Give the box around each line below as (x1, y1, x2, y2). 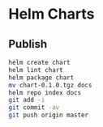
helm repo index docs (8, 88, 82, 97)
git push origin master (8, 111, 89, 120)
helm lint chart (8, 66, 63, 74)
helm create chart (8, 58, 71, 66)
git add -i (8, 96, 45, 104)
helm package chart (8, 74, 75, 82)
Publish (8, 37, 48, 51)
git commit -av (8, 104, 60, 112)
